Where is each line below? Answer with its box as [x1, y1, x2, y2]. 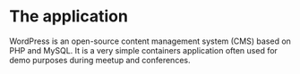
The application [9, 6, 128, 27]
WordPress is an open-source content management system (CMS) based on [9, 36, 291, 46]
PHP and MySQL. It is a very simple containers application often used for [9, 45, 278, 55]
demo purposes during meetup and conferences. [9, 54, 191, 65]
